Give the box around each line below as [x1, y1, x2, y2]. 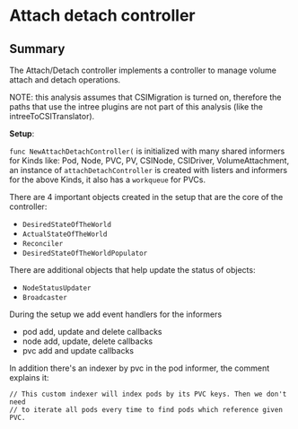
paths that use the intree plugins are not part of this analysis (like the [9, 101, 263, 112]
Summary [9, 41, 66, 57]
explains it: [9, 372, 49, 382]
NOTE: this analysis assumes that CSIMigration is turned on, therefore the [9, 92, 282, 102]
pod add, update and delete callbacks [22, 327, 162, 337]
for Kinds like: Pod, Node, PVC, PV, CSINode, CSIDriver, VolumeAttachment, [9, 155, 290, 166]
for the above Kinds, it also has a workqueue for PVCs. [9, 174, 206, 185]
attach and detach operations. [9, 74, 121, 85]
